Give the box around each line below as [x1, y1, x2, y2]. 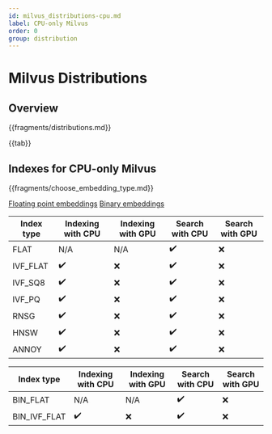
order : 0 [8, 27, 38, 35]
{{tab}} [8, 138, 32, 148]
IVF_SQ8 [12, 276, 46, 288]
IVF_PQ [12, 293, 40, 305]
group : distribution [8, 34, 79, 43]
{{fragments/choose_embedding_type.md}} [8, 183, 154, 193]
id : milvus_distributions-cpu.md [8, 11, 121, 20]
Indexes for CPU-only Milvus [8, 162, 157, 175]
